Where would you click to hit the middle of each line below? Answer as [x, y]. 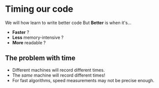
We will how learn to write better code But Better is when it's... [68, 23]
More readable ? [29, 42]
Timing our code [39, 9]
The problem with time [40, 58]
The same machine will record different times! [59, 75]
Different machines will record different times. [58, 70]
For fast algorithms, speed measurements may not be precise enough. [83, 80]
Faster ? [21, 32]
